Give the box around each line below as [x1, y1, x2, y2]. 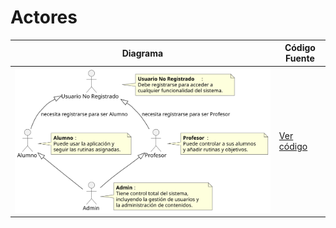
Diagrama [121, 47, 164, 59]
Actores [10, 6, 78, 29]
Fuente [285, 52, 315, 65]
